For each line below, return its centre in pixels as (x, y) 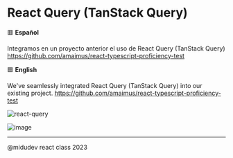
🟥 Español (23, 32)
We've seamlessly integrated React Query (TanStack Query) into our (105, 85)
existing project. (30, 93)
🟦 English (22, 69)
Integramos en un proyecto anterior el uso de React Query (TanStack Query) (116, 48)
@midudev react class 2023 (48, 147)
